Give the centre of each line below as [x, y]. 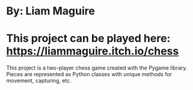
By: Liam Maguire [51, 11]
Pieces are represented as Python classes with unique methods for [89, 74]
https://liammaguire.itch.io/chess [93, 51]
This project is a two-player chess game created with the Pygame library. [97, 68]
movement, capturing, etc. [39, 81]
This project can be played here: [88, 39]
